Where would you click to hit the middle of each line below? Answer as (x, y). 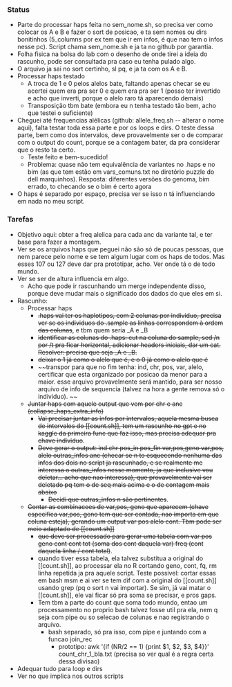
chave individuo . (61, 440)
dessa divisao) (79, 661)
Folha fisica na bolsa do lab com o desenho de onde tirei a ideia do (112, 54)
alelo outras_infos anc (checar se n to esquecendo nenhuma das (130, 455)
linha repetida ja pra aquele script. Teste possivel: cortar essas (127, 573)
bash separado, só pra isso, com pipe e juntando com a (127, 632)
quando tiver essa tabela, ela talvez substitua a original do (120, 558)
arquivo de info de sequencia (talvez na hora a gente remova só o (131, 389)
